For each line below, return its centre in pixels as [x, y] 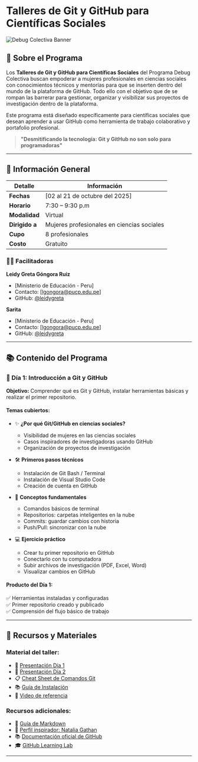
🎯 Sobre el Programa [44, 58]
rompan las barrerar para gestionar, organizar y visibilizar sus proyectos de [97, 97]
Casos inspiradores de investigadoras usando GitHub [88, 441]
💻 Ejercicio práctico [40, 539]
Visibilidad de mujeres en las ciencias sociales [80, 435]
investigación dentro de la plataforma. [52, 104]
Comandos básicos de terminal [61, 508]
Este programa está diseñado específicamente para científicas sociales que [98, 115]
